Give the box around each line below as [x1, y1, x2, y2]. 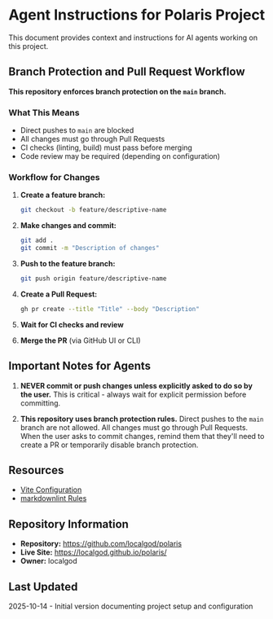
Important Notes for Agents [8, 359, 152, 373]
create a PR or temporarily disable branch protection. [20, 440, 199, 450]
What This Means [8, 107, 80, 118]
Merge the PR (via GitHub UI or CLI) [20, 336, 141, 345]
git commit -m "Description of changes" [20, 244, 160, 252]
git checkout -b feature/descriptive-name [20, 206, 167, 214]
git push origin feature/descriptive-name [20, 274, 167, 283]
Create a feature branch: [20, 190, 106, 200]
